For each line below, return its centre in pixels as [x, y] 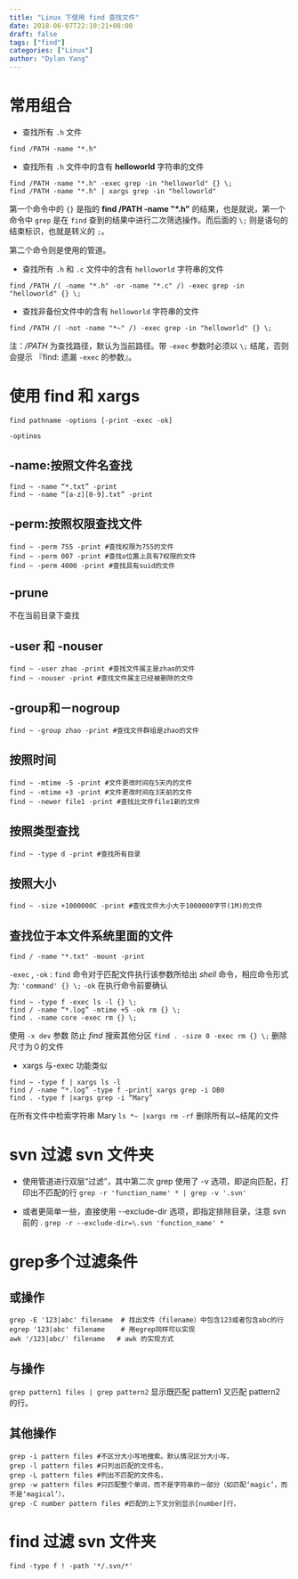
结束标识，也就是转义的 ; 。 [59, 231]
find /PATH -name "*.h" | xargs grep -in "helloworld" [113, 191]
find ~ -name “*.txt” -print [63, 486]
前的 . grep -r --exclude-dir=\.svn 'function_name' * [123, 1223]
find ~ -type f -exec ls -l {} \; [73, 1003]
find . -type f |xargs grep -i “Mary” [81, 1098]
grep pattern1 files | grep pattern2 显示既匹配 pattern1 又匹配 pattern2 [145, 1391]
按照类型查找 [44, 831]
